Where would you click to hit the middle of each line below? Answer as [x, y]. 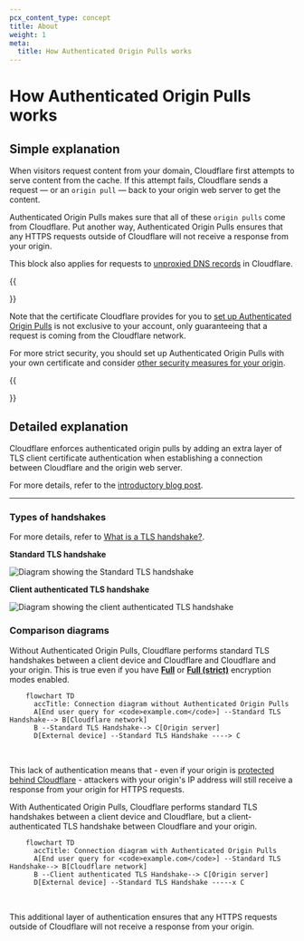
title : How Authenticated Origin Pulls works [105, 52]
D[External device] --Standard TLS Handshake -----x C [139, 882]
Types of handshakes [58, 517]
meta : [19, 43]
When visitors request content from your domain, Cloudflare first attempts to [152, 171]
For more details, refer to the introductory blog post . [106, 485]
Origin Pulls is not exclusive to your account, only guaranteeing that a [138, 326]
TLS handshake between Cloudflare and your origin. [160, 826]
